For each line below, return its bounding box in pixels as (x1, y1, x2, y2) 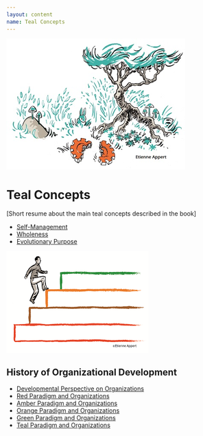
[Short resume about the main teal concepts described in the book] (6, 209, 197, 218)
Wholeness (16, 230, 49, 238)
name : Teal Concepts (6, 18, 66, 25)
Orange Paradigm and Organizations (16, 406, 120, 415)
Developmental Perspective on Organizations (16, 385, 145, 393)
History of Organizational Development (6, 366, 178, 378)
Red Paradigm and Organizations (16, 392, 110, 400)
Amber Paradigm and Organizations (16, 399, 118, 408)
